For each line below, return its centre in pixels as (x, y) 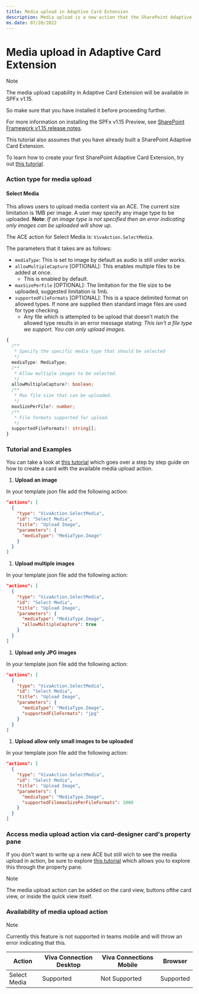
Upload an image (36, 480)
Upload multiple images (45, 564)
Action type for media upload (49, 179)
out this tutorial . (25, 164)
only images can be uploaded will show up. (59, 226)
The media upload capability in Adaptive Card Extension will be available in (97, 93)
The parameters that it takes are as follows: (59, 248)
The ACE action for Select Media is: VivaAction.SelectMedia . (80, 237)
